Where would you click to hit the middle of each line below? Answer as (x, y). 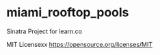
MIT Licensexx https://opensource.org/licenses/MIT (80, 44)
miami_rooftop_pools (68, 13)
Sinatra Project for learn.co (44, 31)
